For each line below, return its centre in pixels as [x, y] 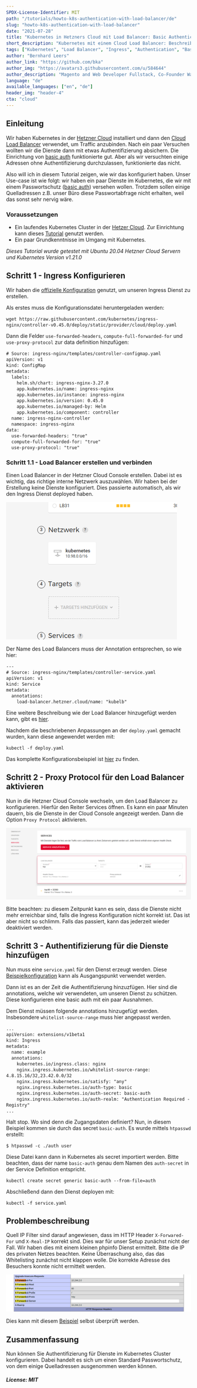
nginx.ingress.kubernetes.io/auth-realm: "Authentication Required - [103, 1099]
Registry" [18, 1105]
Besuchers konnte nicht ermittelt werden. [56, 1266]
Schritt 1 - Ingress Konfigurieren [66, 276]
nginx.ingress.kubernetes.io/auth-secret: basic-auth [84, 1093]
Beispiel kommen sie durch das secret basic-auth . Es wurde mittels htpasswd [98, 1128]
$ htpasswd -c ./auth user [39, 1146]
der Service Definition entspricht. [46, 1169]
